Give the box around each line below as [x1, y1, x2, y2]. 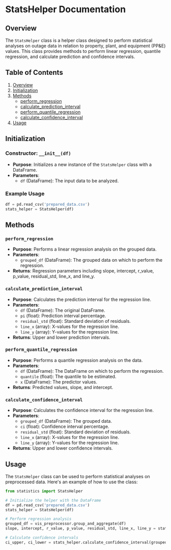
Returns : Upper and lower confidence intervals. [12, 445, 113, 451]
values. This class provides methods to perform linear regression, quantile [5, 48, 161, 54]
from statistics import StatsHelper [5, 488, 83, 493]
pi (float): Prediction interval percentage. [20, 312, 106, 319]
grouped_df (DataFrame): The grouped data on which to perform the [20, 257, 163, 263]
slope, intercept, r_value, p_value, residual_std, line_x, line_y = [5, 526, 156, 531]
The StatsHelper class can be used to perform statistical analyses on [5, 473, 150, 479]
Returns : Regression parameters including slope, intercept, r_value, [12, 268, 154, 274]
